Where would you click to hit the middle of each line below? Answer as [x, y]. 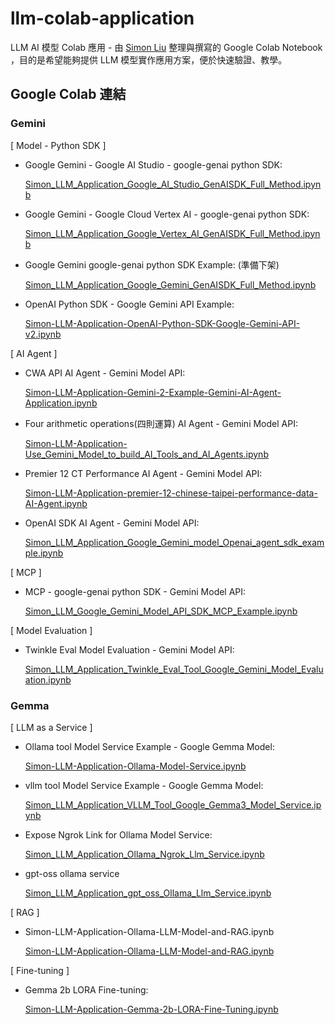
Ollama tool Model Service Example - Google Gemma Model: [149, 746]
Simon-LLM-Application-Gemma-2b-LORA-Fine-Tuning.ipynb [151, 1009]
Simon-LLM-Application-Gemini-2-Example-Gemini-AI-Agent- [153, 392]
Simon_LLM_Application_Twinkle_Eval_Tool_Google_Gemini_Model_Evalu [174, 669]
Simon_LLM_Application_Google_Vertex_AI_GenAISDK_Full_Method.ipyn [172, 233]
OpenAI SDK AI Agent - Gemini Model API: [112, 523]
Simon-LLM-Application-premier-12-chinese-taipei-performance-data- [171, 493]
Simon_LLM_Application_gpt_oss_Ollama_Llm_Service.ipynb [148, 893]
